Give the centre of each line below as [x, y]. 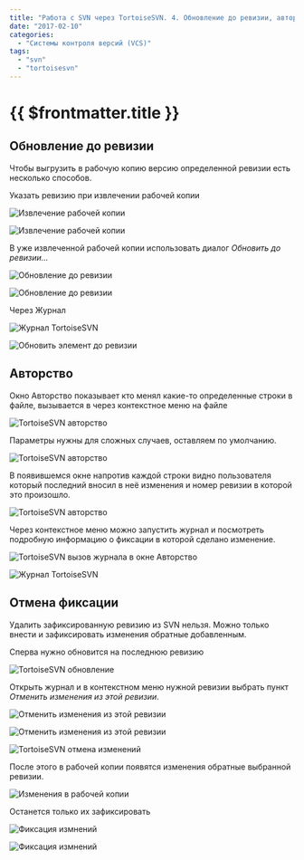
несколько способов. [51, 177]
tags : [19, 52]
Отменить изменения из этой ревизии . [85, 696]
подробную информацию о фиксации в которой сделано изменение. [142, 539]
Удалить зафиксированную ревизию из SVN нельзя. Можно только [139, 625]
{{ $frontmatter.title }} [95, 113]
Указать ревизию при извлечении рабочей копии [105, 195]
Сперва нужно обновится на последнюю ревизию [107, 652]
